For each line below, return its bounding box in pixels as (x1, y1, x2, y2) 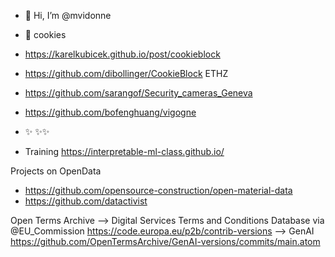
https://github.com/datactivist (24, 195, 148, 207)
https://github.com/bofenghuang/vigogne (24, 106, 197, 118)
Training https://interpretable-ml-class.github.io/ (24, 146, 225, 157)
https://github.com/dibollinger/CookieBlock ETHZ (24, 68, 229, 79)
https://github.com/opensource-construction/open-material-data (24, 185, 293, 196)
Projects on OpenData (10, 165, 102, 177)
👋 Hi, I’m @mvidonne (24, 10, 112, 21)
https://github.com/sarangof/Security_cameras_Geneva (24, 87, 253, 99)
